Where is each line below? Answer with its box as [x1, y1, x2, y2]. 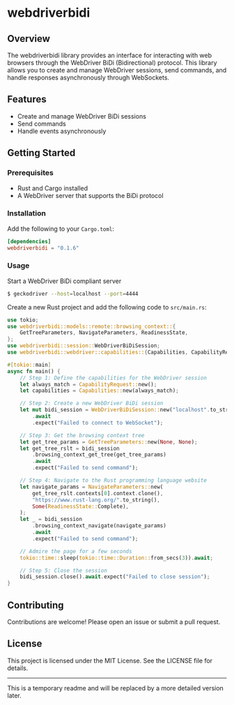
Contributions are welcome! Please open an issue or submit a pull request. [7, 618, 221, 626]
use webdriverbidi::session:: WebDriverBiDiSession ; [7, 342, 160, 349]
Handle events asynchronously [17, 127, 107, 135]
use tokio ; [7, 316, 39, 324]
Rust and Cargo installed [17, 183, 88, 192]
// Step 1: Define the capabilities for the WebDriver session [19, 374, 208, 381]
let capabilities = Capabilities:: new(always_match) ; [19, 387, 179, 395]
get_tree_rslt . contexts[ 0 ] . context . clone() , [32, 490, 164, 496]
